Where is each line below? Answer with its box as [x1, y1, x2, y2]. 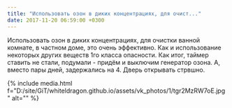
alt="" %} [11, 93, 40, 102]
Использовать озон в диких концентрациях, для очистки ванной [7, 36, 201, 44]
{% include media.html [7, 79, 73, 87]
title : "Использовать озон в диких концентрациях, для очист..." [7, 10, 201, 17]
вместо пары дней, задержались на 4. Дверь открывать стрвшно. [7, 65, 205, 74]
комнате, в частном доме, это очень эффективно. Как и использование [7, 43, 222, 52]
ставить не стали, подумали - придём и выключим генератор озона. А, [7, 58, 221, 66]
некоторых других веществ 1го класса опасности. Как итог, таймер [7, 50, 210, 59]
